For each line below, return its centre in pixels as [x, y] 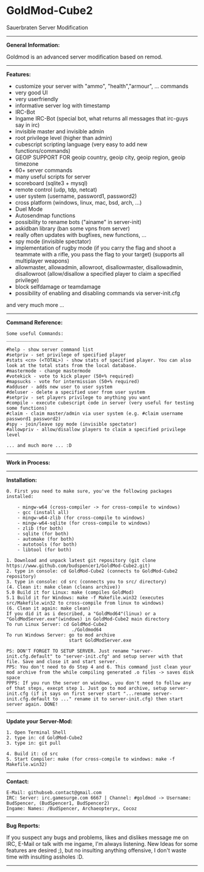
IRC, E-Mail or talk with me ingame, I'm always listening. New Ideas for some [102, 843]
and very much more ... [36, 304]
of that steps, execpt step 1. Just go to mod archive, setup [87, 688]
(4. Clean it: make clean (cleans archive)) [63, 587]
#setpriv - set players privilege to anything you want [78, 397]
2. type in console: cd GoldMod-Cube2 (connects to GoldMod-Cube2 [92, 571]
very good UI [31, 93]
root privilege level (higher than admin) [63, 138]
